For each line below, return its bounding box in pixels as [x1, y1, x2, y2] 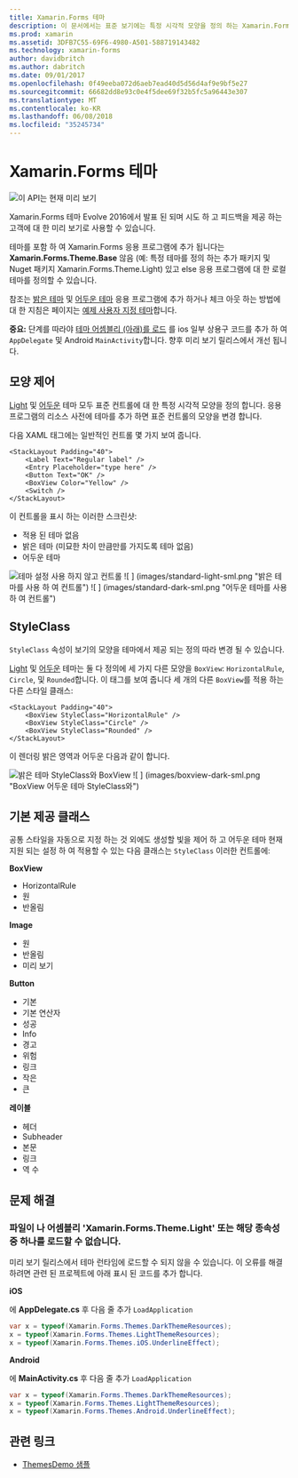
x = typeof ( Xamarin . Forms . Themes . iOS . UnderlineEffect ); [9, 1338, 220, 1347]
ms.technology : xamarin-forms [9, 46, 122, 55]
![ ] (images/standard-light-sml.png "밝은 [123, 571, 273, 581]
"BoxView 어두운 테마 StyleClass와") [9, 780, 140, 791]
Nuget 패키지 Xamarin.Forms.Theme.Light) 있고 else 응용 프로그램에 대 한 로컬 [9, 263, 286, 274]
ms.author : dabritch [9, 63, 86, 72]
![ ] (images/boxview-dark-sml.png [132, 770, 261, 780]
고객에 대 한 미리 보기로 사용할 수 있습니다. [9, 222, 156, 233]
